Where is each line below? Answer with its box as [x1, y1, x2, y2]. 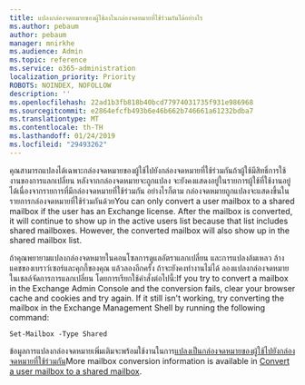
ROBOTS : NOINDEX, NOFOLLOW [9, 81, 112, 90]
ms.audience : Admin [9, 47, 84, 56]
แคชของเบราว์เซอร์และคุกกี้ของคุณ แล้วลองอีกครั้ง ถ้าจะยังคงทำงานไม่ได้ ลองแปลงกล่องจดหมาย [9, 262, 290, 273]
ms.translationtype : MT [9, 114, 100, 123]
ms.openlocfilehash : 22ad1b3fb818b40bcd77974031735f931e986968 [9, 97, 254, 107]
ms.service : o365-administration [9, 64, 136, 74]
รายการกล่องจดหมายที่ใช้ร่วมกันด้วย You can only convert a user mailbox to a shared [9, 195, 295, 206]
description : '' [9, 89, 71, 98]
